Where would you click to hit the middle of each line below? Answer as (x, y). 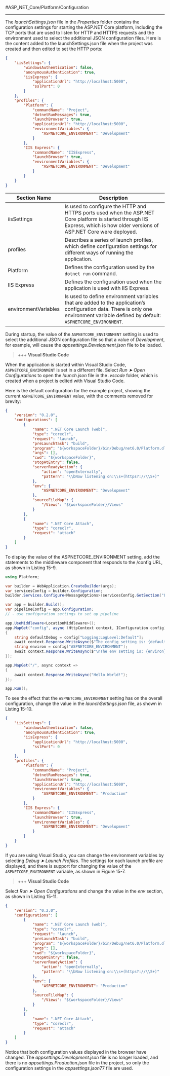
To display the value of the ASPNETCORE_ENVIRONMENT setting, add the (83, 556)
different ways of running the (99, 252)
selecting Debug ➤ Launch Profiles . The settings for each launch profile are (84, 861)
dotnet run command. (91, 273)
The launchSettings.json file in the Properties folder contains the (72, 22)
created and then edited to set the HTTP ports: (54, 49)
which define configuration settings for (111, 246)
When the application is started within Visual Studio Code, (66, 364)
